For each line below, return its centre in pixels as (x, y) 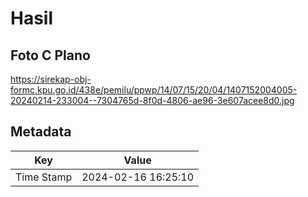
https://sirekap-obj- (51, 79)
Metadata (41, 132)
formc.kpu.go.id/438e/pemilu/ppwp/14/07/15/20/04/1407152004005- (154, 90)
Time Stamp (44, 177)
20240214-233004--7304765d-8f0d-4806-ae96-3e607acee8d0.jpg (152, 100)
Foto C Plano (50, 55)
